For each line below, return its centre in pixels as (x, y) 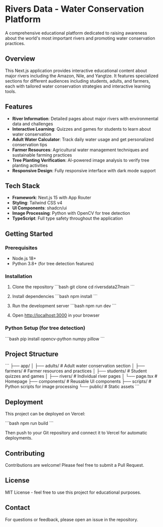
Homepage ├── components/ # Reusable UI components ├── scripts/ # (78, 381)
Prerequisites (21, 248)
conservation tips (30, 144)
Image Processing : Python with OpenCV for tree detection (71, 213)
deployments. (19, 438)
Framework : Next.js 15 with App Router (51, 198)
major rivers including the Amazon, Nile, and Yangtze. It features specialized (82, 76)
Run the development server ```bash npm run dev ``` (64, 306)
